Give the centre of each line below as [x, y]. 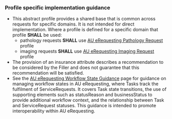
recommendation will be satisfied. [48, 73]
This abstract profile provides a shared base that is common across [84, 19]
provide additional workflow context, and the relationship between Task [88, 100]
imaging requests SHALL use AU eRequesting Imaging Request [87, 51]
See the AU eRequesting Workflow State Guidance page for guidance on [89, 79]
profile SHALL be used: [37, 35]
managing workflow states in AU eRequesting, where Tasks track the [85, 84]
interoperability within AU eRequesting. [54, 111]
